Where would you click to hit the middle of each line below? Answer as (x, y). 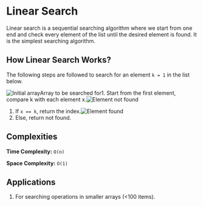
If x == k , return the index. (48, 111)
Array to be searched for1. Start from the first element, (108, 93)
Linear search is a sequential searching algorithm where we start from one (99, 28)
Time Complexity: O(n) (36, 151)
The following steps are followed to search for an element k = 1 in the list (98, 75)
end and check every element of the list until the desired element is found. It (102, 34)
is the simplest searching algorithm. (51, 41)
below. (15, 81)
